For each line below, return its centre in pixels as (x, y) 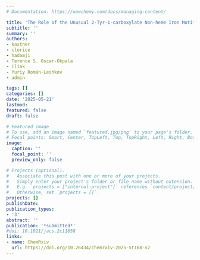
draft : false (22, 116)
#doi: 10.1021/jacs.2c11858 (41, 231)
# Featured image (28, 126)
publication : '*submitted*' (41, 226)
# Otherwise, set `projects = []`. (53, 193)
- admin (16, 78)
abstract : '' (22, 220)
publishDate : (22, 204)
